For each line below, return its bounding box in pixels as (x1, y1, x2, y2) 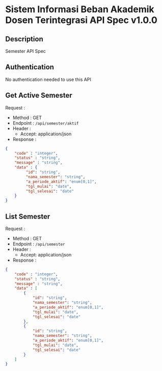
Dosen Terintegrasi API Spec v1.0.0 (5, 14, 158, 26)
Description (5, 35, 43, 43)
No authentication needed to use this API (5, 76, 92, 82)
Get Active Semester (5, 91, 72, 100)
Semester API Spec (5, 48, 46, 54)
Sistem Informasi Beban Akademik (5, 4, 154, 15)
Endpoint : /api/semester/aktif (12, 120, 79, 126)
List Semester (5, 212, 50, 221)
